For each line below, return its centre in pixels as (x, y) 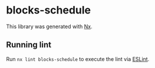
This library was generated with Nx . (49, 26)
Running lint (29, 45)
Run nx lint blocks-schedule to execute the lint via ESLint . (78, 59)
